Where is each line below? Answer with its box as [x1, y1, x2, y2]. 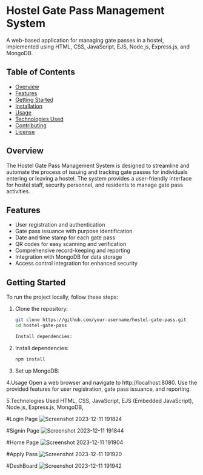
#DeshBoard [6, 462, 38, 470]
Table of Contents [6, 67, 76, 78]
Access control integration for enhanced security [15, 260, 138, 267]
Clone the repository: [15, 305, 68, 313]
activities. [6, 187, 30, 194]
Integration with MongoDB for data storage [15, 253, 122, 261]
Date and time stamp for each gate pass [15, 234, 116, 241]
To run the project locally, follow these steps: [6, 293, 118, 301]
